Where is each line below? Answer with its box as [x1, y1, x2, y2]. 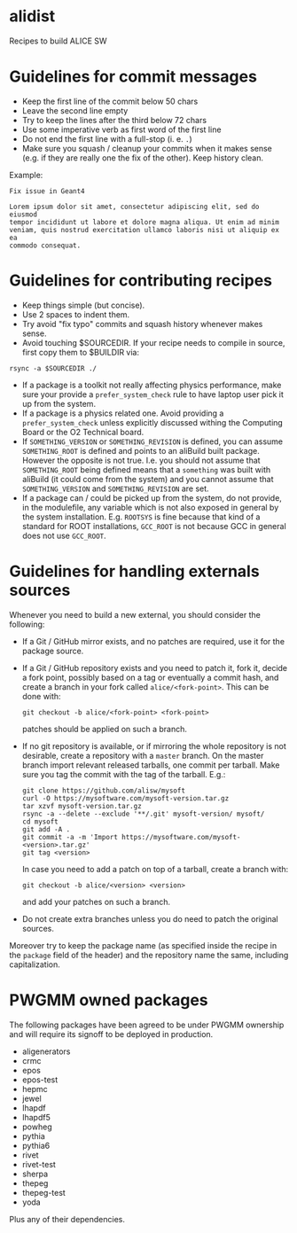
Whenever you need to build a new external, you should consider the [9, 609, 262, 620]
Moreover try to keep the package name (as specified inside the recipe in [9, 940, 277, 950]
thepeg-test [21, 1187, 66, 1198]
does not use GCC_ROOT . [21, 530, 106, 541]
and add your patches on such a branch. [21, 896, 171, 907]
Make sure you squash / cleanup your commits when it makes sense [21, 143, 273, 153]
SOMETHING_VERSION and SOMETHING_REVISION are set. [21, 483, 210, 494]
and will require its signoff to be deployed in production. [9, 1028, 214, 1039]
